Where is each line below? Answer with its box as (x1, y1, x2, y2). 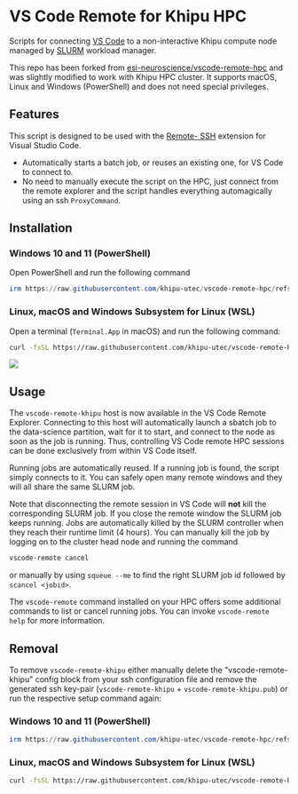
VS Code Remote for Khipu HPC (9, 6, 247, 27)
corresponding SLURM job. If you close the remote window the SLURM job (9, 508, 282, 519)
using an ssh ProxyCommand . (21, 195, 122, 205)
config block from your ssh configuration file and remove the (35, 673, 257, 685)
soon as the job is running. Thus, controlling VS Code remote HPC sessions (9, 436, 286, 447)
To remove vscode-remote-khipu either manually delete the (9, 664, 223, 675)
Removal (9, 641, 59, 656)
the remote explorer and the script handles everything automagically (21, 185, 273, 196)
